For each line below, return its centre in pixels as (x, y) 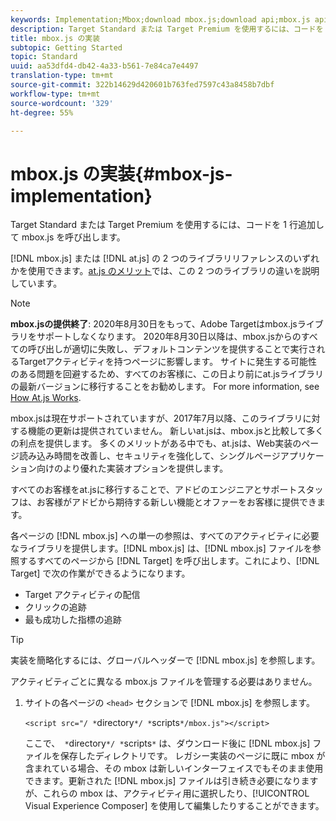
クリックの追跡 (55, 607)
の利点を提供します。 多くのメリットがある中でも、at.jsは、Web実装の (156, 443)
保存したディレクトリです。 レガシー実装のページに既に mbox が (192, 756)
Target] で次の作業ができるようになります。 (100, 573)
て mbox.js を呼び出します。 (68, 237)
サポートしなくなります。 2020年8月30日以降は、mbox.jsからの (169, 337)
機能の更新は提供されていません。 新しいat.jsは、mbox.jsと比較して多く (176, 431)
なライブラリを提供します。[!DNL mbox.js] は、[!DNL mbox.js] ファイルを (161, 548)
